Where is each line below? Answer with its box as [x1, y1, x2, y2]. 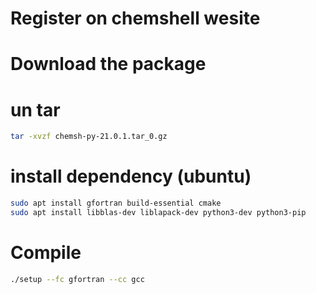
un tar [10, 98, 61, 121]
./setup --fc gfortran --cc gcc [10, 274, 145, 284]
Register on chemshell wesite [10, 7, 261, 30]
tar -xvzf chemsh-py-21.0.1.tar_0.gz [10, 132, 168, 142]
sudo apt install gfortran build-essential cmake [10, 198, 222, 209]
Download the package [10, 53, 207, 76]
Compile [10, 242, 82, 264]
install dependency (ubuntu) [10, 165, 252, 188]
